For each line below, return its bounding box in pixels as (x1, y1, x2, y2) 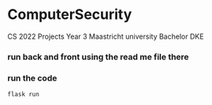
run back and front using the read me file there (7, 51, 190, 62)
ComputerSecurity (7, 6, 132, 24)
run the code (7, 73, 58, 84)
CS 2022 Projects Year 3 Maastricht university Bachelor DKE (7, 32, 204, 41)
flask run (7, 91, 40, 99)
